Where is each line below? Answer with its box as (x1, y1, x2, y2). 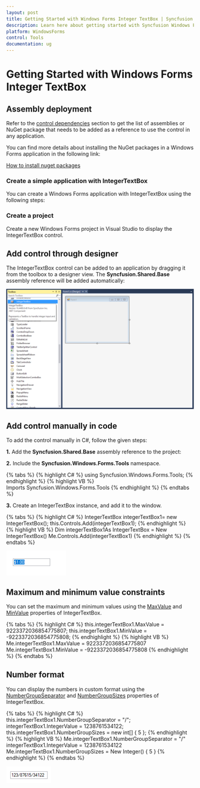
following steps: (6, 197, 45, 204)
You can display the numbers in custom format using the (6, 685, 145, 693)
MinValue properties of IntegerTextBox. (6, 609, 102, 616)
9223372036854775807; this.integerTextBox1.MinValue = (6, 627, 148, 634)
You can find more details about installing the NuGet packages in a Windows (6, 144, 194, 151)
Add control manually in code (6, 421, 117, 431)
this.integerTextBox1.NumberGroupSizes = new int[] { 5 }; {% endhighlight (6, 728, 187, 736)
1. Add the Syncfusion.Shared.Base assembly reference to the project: (6, 448, 182, 456)
